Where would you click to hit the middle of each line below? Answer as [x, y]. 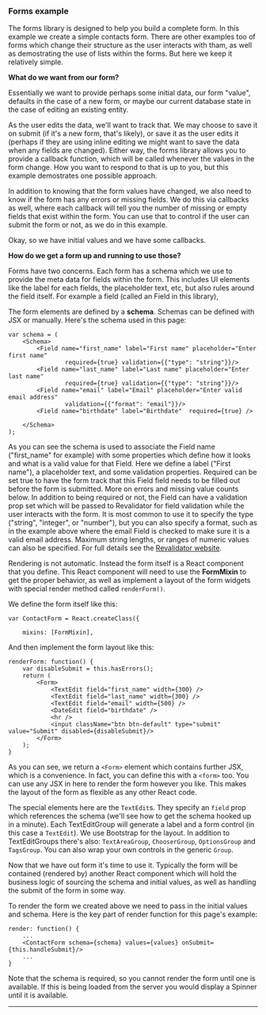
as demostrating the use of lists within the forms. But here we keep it [120, 54]
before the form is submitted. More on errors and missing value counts [123, 489]
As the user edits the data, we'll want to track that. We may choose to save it [133, 125]
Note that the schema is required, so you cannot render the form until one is [132, 978]
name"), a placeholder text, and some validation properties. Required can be [133, 472]
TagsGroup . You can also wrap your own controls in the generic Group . [121, 850]
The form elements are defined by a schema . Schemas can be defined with [131, 312]
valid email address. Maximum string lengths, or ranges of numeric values [129, 540]
